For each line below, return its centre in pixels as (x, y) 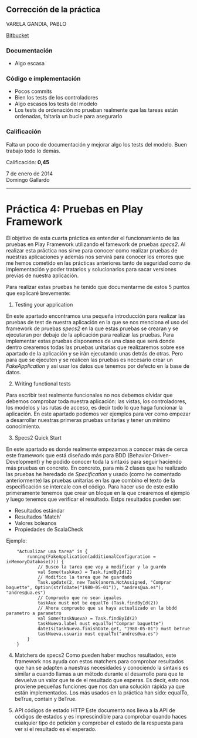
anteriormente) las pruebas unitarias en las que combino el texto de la (91, 480)
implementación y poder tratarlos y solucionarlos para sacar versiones (91, 269)
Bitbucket (18, 35)
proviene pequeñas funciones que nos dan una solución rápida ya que (100, 686)
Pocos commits (33, 91)
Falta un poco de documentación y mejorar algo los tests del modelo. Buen (97, 144)
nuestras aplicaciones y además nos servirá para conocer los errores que (95, 257)
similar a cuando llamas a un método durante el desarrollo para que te (99, 674)
